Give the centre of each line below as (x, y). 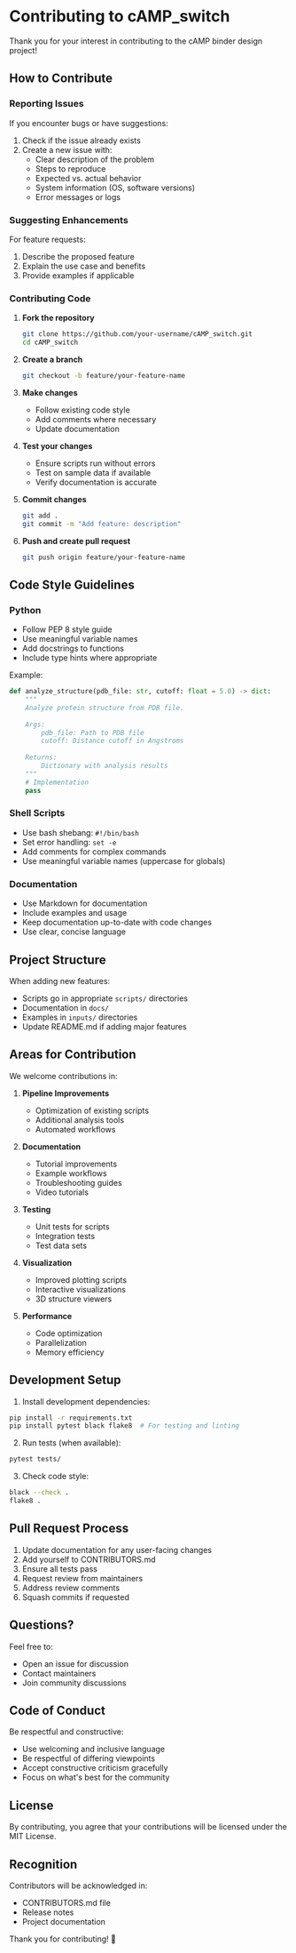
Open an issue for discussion (75, 1663)
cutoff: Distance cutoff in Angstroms (113, 741)
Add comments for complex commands (94, 852)
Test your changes (57, 445)
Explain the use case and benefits (84, 266)
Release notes (48, 1912)
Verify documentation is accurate (96, 482)
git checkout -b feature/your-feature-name (104, 375)
